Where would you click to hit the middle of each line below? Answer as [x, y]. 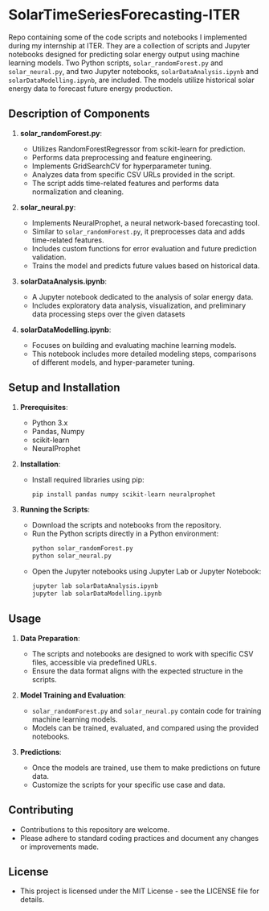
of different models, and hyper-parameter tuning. [113, 362]
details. [32, 900]
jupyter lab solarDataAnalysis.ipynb [95, 586]
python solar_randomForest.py [83, 549]
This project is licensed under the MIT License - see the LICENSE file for [139, 891]
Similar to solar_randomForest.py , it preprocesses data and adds [139, 231]
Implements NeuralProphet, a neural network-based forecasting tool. [146, 222]
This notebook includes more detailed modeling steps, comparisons [144, 354]
